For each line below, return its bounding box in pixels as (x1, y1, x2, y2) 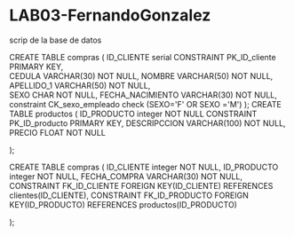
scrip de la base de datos (9, 35, 102, 45)
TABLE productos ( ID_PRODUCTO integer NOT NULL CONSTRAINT (9, 108, 258, 119)
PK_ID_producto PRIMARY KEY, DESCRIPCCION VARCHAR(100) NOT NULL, (9, 117, 286, 129)
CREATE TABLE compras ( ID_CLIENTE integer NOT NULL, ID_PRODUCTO (9, 161, 279, 172)
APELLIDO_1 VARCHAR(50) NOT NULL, (9, 80, 151, 90)
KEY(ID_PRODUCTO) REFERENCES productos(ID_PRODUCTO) (9, 199, 238, 209)
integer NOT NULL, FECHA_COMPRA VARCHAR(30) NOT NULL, (9, 170, 242, 182)
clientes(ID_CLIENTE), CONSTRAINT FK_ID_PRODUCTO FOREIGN (9, 190, 249, 201)
